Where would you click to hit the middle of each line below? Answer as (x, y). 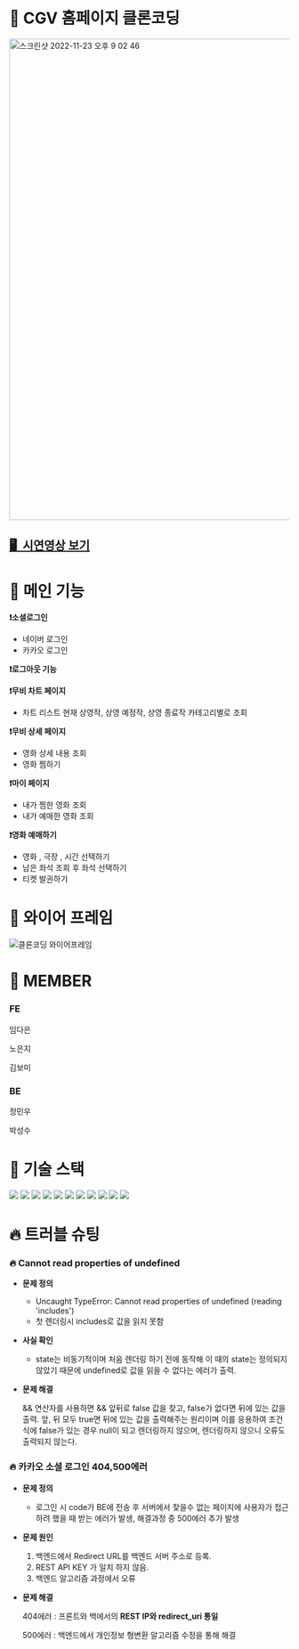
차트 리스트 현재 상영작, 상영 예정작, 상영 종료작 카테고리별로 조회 (134, 712)
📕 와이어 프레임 (61, 918)
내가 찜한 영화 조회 (54, 805)
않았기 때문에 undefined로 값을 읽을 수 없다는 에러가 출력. (136, 1370)
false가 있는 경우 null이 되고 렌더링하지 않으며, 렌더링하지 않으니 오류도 (162, 1431)
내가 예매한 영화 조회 (58, 816)
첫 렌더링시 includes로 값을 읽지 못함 (100, 1321)
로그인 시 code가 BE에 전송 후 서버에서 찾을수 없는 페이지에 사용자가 (154, 1507)
